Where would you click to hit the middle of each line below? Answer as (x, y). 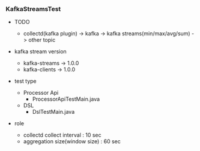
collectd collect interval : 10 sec (62, 135)
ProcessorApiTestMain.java (66, 99)
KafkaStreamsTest (33, 9)
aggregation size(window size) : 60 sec (72, 141)
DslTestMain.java (53, 112)
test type (25, 81)
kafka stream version (40, 52)
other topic (42, 40)
